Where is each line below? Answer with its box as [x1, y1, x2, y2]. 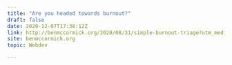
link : [7, 29, 23, 36]
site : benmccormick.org [7, 36, 76, 42]
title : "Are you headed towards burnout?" [7, 10, 131, 17]
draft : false [7, 16, 45, 23]
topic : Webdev [7, 42, 48, 49]
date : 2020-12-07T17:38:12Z [7, 23, 88, 29]
